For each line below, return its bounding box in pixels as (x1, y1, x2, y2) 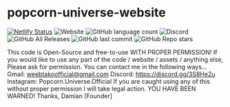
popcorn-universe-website (7, 5, 167, 21)
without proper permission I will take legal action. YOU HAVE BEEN (7, 84, 196, 93)
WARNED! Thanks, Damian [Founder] (7, 91, 112, 100)
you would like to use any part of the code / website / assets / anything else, (7, 55, 224, 63)
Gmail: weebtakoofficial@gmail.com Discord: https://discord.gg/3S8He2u (7, 70, 216, 78)
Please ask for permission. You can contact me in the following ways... (7, 62, 207, 71)
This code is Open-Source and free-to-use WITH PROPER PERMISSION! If (7, 48, 218, 56)
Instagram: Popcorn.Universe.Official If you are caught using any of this (7, 77, 210, 85)
